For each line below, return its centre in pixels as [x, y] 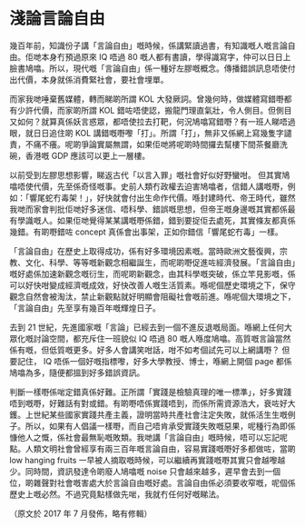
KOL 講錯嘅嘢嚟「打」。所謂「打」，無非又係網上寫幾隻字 [179, 133]
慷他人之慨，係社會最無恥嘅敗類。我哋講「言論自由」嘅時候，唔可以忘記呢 [148, 437]
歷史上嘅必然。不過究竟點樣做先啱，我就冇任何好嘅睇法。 [117, 494]
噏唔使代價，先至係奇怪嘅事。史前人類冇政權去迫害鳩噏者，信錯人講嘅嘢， [148, 186]
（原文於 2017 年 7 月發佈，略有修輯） [81, 513]
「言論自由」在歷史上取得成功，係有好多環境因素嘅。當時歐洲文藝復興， [144, 251]
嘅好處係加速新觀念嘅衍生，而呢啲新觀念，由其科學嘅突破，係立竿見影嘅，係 [152, 273]
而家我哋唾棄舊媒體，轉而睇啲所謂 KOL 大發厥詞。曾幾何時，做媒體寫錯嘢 [147, 99]
